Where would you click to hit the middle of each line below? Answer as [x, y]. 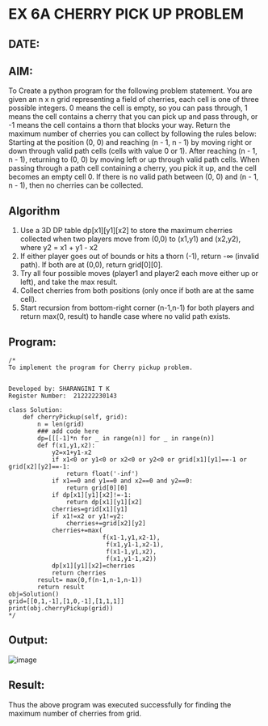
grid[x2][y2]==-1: [39, 467]
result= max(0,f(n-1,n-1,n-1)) [90, 580]
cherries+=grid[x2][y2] [106, 524]
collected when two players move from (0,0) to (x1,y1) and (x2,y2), [130, 239]
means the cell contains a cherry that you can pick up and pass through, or [133, 117]
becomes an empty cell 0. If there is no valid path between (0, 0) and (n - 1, [134, 177]
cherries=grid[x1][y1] [90, 509]
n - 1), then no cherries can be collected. [76, 185]
